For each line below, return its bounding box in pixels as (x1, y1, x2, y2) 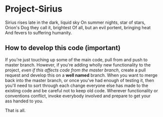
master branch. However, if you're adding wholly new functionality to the (5, 62, 151, 67)
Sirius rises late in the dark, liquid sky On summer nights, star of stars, (5, 19, 145, 25)
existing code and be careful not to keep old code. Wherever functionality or (5, 87, 158, 93)
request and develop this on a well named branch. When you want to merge (5, 72, 158, 78)
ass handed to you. (5, 98, 44, 104)
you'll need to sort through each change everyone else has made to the (5, 83, 148, 88)
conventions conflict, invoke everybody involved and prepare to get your (5, 93, 151, 99)
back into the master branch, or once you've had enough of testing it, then (5, 77, 154, 83)
